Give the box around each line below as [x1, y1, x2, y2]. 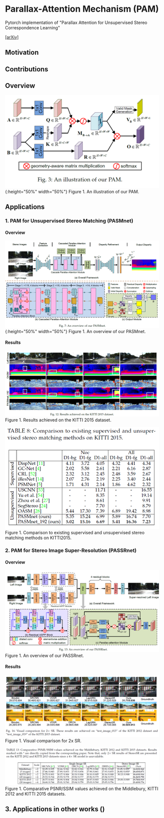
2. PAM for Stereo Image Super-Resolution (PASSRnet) [5, 547, 137, 554]
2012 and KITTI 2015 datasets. [5, 791, 66, 797]
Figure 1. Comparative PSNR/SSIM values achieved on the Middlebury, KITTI [5, 786, 159, 792]
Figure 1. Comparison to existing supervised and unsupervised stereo [5, 530, 145, 536]
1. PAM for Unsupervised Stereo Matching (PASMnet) [5, 217, 133, 224]
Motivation [5, 48, 39, 57]
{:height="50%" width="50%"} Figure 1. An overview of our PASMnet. [5, 328, 146, 334]
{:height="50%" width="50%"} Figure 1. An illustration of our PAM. [5, 189, 139, 194]
